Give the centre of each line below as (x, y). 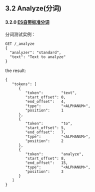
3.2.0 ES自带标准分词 (27, 22)
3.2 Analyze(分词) (33, 8)
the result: (16, 70)
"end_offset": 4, (45, 101)
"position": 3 (44, 171)
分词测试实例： (20, 34)
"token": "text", (51, 93)
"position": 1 (44, 110)
